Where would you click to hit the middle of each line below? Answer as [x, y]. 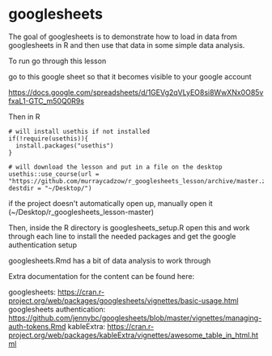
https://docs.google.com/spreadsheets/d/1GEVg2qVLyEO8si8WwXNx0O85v [136, 92]
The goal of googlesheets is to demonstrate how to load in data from [123, 36]
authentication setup [42, 245]
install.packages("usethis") [65, 146]
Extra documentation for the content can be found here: [102, 276]
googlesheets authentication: [57, 309]
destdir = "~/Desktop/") [50, 188]
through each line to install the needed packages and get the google [122, 236]
